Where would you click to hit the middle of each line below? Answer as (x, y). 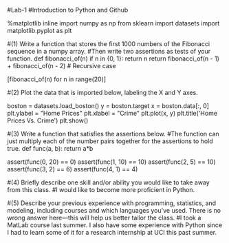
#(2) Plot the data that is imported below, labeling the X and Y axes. (102, 93)
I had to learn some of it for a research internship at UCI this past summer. (112, 232)
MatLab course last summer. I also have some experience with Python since (115, 225)
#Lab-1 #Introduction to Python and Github (68, 10)
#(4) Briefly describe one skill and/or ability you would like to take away (108, 182)
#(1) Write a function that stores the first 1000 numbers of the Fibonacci (109, 44)
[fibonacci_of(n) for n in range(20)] (57, 79)
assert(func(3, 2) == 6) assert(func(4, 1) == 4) (73, 169)
